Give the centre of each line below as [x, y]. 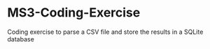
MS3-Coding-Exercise [74, 13]
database [21, 39]
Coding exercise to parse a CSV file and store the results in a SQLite [105, 32]
